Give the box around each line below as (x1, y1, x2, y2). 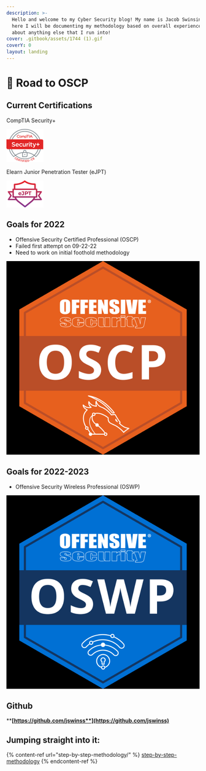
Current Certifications (6, 100, 93, 111)
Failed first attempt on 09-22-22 (15, 242, 97, 249)
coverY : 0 (6, 42, 32, 49)
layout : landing (6, 49, 48, 55)
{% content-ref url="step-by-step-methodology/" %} (6, 751, 140, 759)
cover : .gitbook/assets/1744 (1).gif (6, 36, 103, 42)
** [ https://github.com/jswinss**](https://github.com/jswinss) (6, 717, 170, 724)
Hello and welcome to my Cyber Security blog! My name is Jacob (12, 16, 180, 23)
